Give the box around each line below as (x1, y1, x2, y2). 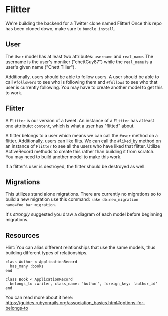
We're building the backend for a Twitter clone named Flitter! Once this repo (5, 20, 162, 26)
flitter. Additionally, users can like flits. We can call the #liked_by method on (5, 138, 161, 144)
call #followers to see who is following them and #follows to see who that (5, 79, 158, 85)
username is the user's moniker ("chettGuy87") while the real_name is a (5, 59, 153, 65)
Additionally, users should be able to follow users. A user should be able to (5, 74, 159, 80)
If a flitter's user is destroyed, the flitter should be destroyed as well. (5, 163, 146, 169)
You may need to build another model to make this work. (5, 154, 122, 160)
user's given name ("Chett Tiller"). (5, 64, 76, 70)
